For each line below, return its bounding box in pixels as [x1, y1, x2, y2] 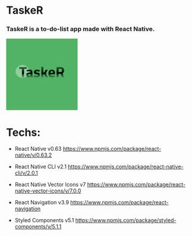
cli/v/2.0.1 [14, 169, 38, 176]
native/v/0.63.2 [14, 151, 52, 159]
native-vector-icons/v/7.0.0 [14, 187, 81, 194]
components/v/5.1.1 [14, 223, 62, 230]
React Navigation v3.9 [14, 199, 70, 206]
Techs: [6, 126, 41, 139]
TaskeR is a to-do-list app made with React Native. [6, 25, 155, 33]
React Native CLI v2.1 [14, 163, 67, 170]
